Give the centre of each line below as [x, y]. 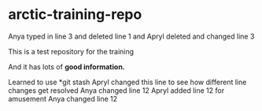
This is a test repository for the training [71, 51]
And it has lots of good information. [67, 67]
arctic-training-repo [75, 15]
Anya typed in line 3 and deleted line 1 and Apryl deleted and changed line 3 [131, 36]
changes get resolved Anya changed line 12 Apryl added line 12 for [116, 90]
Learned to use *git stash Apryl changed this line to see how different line [127, 82]
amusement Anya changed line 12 [63, 98]
